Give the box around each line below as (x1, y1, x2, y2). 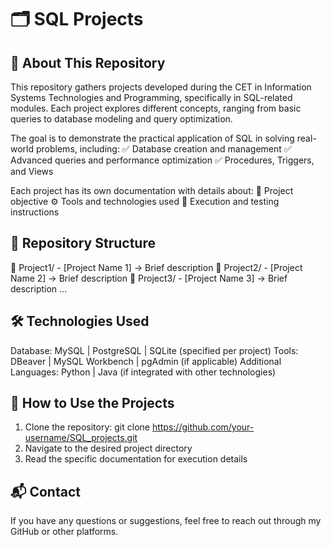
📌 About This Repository (10, 54, 166, 71)
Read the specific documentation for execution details (24, 453, 248, 465)
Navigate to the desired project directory (24, 442, 193, 455)
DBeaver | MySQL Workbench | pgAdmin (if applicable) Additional (10, 355, 282, 367)
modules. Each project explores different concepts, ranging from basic (10, 102, 302, 114)
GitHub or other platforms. (10, 526, 119, 538)
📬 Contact (10, 483, 81, 500)
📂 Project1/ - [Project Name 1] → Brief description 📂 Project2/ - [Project (10, 261, 303, 273)
